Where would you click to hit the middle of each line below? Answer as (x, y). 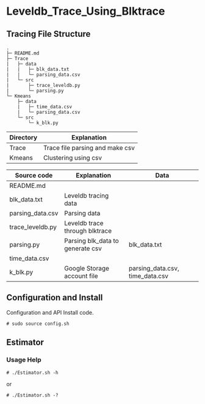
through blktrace (88, 231)
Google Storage (87, 268)
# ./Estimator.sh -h (33, 372)
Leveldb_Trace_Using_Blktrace (86, 11)
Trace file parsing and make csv (89, 148)
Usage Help (24, 360)
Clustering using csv (73, 158)
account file (81, 276)
